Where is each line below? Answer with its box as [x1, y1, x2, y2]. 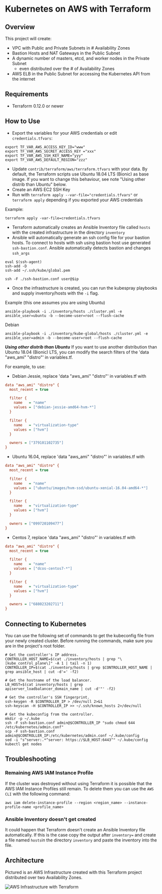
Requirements [5, 90, 48, 98]
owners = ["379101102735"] [9, 440, 64, 445]
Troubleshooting [5, 755, 57, 763]
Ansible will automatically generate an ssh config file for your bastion [12, 234, 150, 240]
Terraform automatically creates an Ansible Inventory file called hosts [12, 224, 151, 230]
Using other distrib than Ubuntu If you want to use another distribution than [5, 344, 157, 350]
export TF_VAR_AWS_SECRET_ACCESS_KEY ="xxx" [5, 149, 96, 154]
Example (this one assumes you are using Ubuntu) [5, 299, 105, 305]
